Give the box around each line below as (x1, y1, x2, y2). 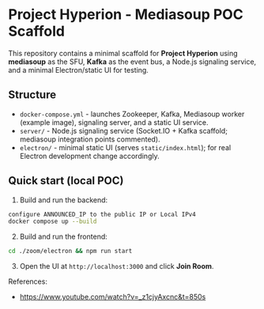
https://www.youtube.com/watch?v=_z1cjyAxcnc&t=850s (19, 292, 206, 302)
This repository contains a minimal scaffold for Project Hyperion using (8, 48, 239, 58)
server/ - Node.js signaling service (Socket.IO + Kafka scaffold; (19, 126, 228, 135)
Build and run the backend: (19, 195, 108, 205)
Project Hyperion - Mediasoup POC (8, 6, 243, 24)
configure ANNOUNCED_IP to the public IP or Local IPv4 (8, 210, 196, 218)
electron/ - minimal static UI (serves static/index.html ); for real (19, 142, 232, 152)
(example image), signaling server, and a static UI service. (19, 117, 209, 127)
